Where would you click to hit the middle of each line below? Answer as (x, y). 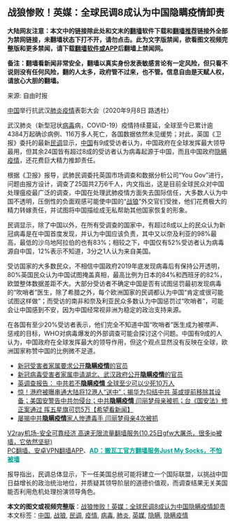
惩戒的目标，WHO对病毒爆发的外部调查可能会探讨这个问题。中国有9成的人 (115, 333)
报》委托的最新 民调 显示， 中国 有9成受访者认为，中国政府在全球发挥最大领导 (116, 143)
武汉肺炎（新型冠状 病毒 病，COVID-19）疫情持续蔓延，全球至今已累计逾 (110, 125)
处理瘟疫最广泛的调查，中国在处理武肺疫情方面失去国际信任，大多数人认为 (114, 192)
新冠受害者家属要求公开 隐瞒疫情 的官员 (72, 365)
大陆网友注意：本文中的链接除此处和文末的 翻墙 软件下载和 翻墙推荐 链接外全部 (117, 31)
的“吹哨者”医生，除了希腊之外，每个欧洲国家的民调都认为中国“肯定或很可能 (115, 292)
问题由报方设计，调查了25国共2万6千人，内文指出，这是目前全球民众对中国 (116, 183)
